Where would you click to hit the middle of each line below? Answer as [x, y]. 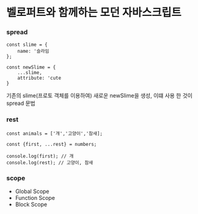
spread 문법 [21, 103]
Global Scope [32, 191]
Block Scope [31, 204]
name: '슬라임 [33, 52]
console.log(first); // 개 [40, 156]
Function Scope [35, 198]
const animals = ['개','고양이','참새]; [54, 133]
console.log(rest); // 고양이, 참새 [50, 162]
